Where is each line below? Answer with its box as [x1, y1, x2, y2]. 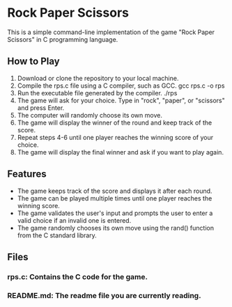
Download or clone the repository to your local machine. [17, 74, 179, 82]
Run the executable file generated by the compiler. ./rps [17, 88, 178, 97]
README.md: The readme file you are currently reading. [7, 290, 201, 300]
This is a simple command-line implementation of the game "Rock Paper [7, 28, 215, 36]
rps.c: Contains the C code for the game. [7, 271, 148, 281]
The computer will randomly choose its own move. [17, 111, 162, 119]
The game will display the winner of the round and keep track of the [17, 118, 212, 127]
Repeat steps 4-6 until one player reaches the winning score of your [17, 133, 214, 141]
